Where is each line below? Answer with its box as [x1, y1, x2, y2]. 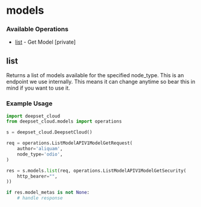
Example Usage [6, 99, 53, 108]
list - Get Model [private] [14, 38, 76, 45]
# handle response [17, 195, 63, 201]
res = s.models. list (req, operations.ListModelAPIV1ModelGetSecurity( [6, 168, 187, 173]
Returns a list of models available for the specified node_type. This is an [6, 72, 184, 79]
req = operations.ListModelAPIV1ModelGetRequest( [6, 140, 133, 147]
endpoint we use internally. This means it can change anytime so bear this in [6, 78, 196, 86]
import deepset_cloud [6, 113, 61, 119]
